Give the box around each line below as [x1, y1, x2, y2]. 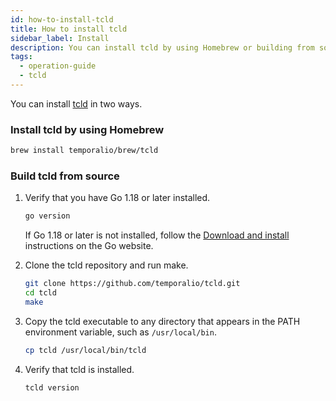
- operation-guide [19, 61, 97, 71]
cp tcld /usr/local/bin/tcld [24, 345, 147, 355]
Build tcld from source [10, 169, 120, 183]
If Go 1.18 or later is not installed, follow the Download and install [24, 229, 290, 241]
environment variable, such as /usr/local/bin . [24, 326, 217, 338]
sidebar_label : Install [10, 33, 110, 43]
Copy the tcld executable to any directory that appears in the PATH [24, 315, 301, 327]
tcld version [24, 382, 80, 393]
